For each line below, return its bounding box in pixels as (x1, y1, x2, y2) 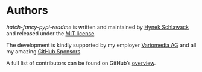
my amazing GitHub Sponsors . (6, 47, 83, 55)
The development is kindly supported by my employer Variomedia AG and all (6, 41, 197, 49)
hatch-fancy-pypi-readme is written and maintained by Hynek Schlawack (6, 23, 189, 31)
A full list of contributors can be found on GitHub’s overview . (6, 59, 156, 67)
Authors (6, 4, 48, 17)
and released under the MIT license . (6, 29, 96, 37)
